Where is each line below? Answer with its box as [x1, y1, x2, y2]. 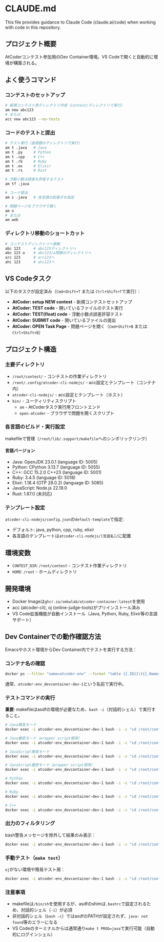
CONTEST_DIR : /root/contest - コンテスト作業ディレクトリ [12, 563, 127, 569]
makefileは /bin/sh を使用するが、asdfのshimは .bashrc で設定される [12, 901, 147, 907]
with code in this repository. [5, 24, 61, 30]
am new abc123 [5, 107, 34, 113]
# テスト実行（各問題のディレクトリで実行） [5, 141, 82, 146]
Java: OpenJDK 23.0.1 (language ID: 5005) [12, 459, 98, 465]
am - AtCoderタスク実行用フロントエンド [19, 404, 101, 410]
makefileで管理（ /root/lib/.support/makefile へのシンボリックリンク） [5, 435, 150, 442]
